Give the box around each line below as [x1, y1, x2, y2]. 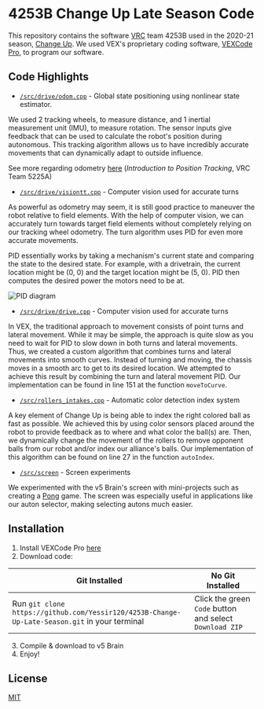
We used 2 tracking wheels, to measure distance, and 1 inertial [8, 115, 211, 124]
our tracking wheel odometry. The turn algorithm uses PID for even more [8, 227, 244, 237]
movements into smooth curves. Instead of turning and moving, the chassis [8, 354, 252, 364]
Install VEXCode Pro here [19, 543, 101, 553]
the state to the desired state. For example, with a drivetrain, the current [8, 259, 241, 268]
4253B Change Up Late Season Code [8, 5, 255, 23]
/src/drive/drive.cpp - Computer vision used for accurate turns [19, 306, 229, 315]
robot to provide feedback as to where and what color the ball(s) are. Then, [8, 427, 252, 436]
